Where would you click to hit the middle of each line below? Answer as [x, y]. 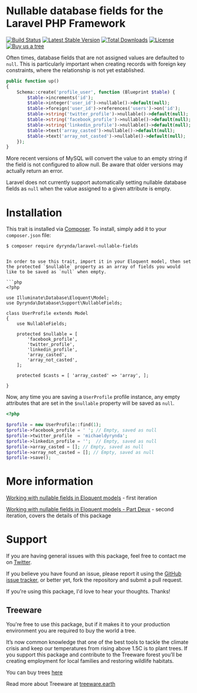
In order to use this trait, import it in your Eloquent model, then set [99, 262]
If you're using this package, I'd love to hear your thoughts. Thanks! [88, 592]
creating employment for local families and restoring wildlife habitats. [90, 660]
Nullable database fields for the [85, 11]
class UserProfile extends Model [47, 314]
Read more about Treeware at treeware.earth [61, 684]
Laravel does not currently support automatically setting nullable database [96, 182]
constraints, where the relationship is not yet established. [75, 70]
